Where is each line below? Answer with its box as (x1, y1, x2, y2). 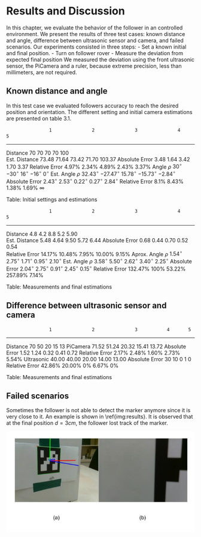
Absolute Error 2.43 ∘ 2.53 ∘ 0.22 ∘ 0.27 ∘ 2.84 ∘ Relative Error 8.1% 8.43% (6, 177, 184, 185)
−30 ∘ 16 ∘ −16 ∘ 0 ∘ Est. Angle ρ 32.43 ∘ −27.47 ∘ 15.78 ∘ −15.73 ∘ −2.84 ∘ (6, 169, 176, 178)
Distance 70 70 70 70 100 (6, 149, 69, 157)
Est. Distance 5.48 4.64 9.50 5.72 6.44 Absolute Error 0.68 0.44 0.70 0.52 (6, 236, 188, 244)
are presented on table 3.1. (6, 115, 72, 122)
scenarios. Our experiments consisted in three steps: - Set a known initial (6, 43, 187, 50)
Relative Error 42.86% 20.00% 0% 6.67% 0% (6, 362, 119, 369)
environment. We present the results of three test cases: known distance (6, 30, 185, 37)
